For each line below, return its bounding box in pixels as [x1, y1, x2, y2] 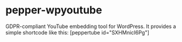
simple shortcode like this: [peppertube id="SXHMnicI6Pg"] [5, 29, 150, 36]
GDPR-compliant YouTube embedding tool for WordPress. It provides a [5, 23, 176, 30]
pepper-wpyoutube [5, 3, 102, 17]
